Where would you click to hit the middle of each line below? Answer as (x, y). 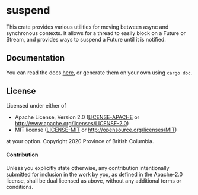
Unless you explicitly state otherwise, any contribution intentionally (88, 168)
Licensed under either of (36, 105)
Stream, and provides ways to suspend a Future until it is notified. (86, 39)
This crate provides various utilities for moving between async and (87, 27)
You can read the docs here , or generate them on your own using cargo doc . (99, 73)
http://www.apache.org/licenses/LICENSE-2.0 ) (72, 123)
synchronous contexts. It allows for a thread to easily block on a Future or (96, 33)
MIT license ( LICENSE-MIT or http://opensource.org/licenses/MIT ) (96, 130)
